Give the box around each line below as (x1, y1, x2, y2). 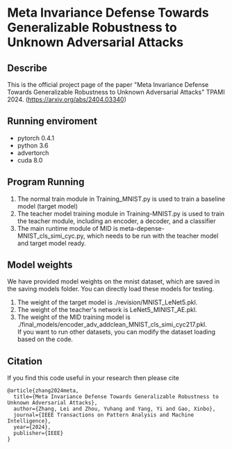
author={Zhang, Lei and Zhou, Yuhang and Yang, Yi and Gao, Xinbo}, (13, 405, 216, 413)
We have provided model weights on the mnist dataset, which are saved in (7, 277, 220, 286)
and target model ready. (17, 238, 87, 247)
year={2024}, (13, 424, 51, 431)
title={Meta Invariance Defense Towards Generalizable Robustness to (13, 393, 219, 400)
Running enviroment (7, 115, 97, 127)
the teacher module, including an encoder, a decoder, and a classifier (17, 217, 217, 225)
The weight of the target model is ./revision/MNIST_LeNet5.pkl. (17, 298, 198, 307)
